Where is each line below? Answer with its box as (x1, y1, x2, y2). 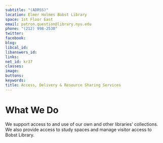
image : (5, 69, 19, 74)
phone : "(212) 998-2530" (5, 26, 58, 31)
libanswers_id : (5, 50, 37, 55)
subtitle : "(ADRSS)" (5, 7, 49, 13)
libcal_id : (5, 45, 28, 50)
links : (5, 54, 19, 60)
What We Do (5, 104, 59, 116)
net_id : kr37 (5, 59, 33, 64)
